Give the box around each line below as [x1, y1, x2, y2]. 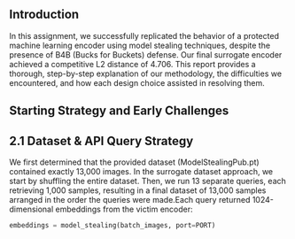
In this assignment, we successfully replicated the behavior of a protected [9, 30, 279, 41]
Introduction [9, 7, 80, 22]
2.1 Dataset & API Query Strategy [9, 133, 194, 149]
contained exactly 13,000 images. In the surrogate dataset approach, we [9, 166, 274, 177]
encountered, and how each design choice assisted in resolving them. [9, 77, 265, 88]
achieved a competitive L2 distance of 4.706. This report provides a [9, 58, 256, 69]
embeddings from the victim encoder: [55, 204, 193, 215]
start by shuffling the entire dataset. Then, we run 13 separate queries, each [9, 176, 286, 187]
